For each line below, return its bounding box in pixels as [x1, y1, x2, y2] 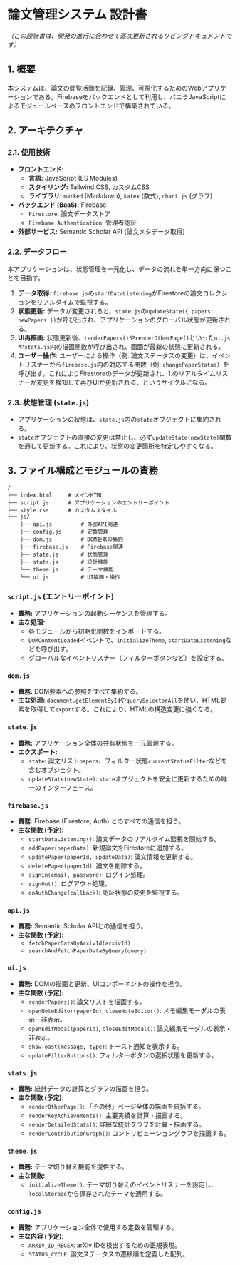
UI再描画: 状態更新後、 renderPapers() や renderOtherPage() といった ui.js [17, 333, 231, 342]
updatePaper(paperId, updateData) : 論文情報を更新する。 [28, 853, 197, 861]
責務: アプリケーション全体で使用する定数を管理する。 [17, 1223, 178, 1231]
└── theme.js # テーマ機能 [20, 566, 114, 573]
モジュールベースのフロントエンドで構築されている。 [19, 101, 175, 110]
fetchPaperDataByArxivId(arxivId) [28, 940, 131, 948]
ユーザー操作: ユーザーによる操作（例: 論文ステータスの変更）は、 [17, 351, 212, 360]
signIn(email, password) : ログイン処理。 [28, 870, 150, 879]
